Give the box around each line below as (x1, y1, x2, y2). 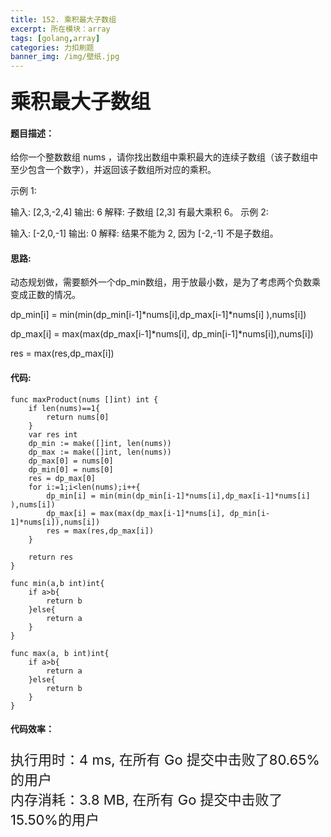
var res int (28, 429, 78, 440)
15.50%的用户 (10, 811, 100, 829)
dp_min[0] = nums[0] (28, 464, 114, 475)
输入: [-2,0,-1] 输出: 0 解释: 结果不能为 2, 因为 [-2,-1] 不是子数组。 (10, 227, 279, 240)
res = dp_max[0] (28, 473, 97, 483)
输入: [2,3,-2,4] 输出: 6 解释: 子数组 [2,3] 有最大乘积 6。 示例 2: (10, 206, 269, 218)
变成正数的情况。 (10, 289, 81, 301)
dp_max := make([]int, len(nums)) (28, 447, 172, 457)
